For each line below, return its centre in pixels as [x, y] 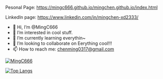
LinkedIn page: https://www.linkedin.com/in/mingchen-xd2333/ [72, 17]
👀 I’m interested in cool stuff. [43, 32]
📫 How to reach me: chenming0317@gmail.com [63, 49]
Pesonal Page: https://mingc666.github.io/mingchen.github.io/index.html [81, 7]
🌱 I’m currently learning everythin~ [49, 38]
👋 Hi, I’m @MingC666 [35, 27]
